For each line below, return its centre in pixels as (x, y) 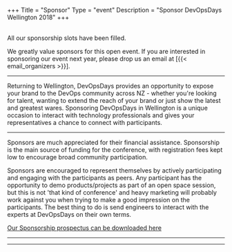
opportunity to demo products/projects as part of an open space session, (112, 185)
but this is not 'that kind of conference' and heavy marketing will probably (112, 192)
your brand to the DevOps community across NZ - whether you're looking (112, 93)
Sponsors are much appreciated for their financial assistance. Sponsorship (113, 142)
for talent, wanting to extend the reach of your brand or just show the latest (114, 100)
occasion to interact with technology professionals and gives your (101, 115)
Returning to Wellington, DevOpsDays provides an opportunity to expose (110, 86)
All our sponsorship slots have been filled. (67, 38)
